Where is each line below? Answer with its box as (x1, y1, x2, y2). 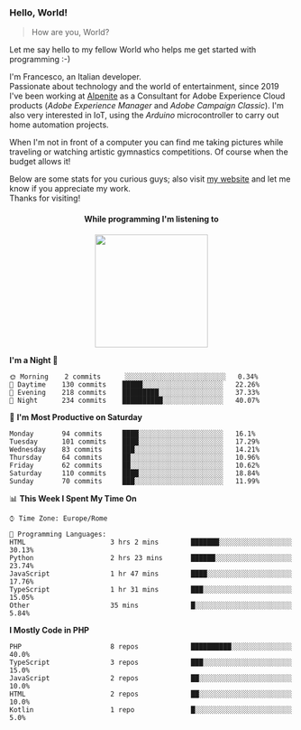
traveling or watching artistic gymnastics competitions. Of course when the (9, 146, 288, 157)
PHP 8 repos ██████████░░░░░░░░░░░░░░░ (9, 641, 293, 651)
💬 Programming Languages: (9, 529, 106, 538)
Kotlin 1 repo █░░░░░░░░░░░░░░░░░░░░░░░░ (9, 705, 293, 715)
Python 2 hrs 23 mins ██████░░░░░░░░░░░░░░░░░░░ (9, 553, 293, 562)
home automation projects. (9, 119, 110, 130)
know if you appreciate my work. (9, 183, 131, 194)
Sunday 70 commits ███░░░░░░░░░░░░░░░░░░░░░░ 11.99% (9, 476, 260, 485)
